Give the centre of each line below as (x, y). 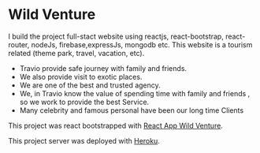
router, (19, 44)
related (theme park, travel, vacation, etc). (76, 53)
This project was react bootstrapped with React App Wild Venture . (115, 125)
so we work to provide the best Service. (84, 102)
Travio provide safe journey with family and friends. (103, 68)
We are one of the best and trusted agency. (90, 85)
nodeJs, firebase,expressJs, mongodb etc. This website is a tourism (142, 44)
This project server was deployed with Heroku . (84, 140)
